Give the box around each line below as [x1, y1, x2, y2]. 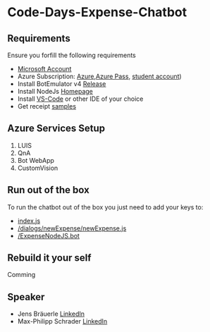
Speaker [7, 290, 45, 303]
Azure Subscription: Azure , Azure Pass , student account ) [17, 72, 182, 80]
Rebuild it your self [7, 252, 92, 264]
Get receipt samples [17, 102, 76, 110]
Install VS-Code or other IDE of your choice [17, 94, 144, 103]
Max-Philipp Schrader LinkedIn [17, 317, 108, 326]
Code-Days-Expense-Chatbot [7, 4, 187, 20]
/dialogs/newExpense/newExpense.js [17, 223, 127, 233]
